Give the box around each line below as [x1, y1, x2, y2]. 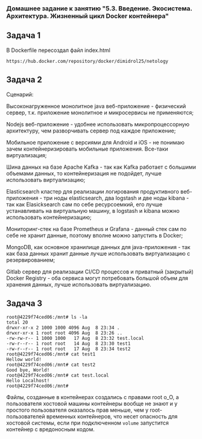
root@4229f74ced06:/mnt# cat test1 [6, 351, 96, 357]
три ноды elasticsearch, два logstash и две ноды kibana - [43, 194, 189, 201]
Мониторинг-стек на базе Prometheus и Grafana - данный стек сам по [6, 225, 187, 232]
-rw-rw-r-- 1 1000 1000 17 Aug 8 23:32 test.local [6, 336, 145, 342]
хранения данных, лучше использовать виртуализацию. [6, 281, 152, 288]
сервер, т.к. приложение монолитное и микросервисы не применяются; [6, 109, 194, 116]
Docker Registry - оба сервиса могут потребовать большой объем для [6, 274, 188, 282]
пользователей [6, 413, 45, 420]
